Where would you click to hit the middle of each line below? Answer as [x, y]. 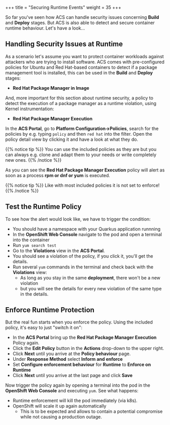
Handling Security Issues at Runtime [64, 44]
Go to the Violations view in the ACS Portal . [59, 251]
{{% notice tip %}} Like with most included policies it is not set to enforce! [82, 185]
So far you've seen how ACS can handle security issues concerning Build [82, 17]
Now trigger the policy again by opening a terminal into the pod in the [78, 385]
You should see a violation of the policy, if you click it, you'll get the [83, 256]
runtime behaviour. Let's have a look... [45, 28]
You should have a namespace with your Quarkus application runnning [87, 229]
